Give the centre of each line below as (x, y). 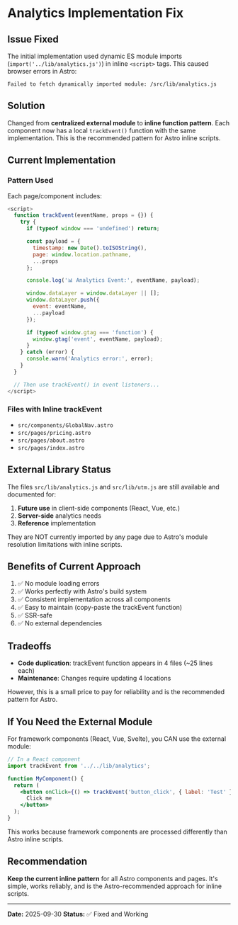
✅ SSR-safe (35, 615)
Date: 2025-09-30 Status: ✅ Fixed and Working (78, 914)
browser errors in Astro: (42, 71)
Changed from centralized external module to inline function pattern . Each (119, 123)
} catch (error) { (47, 352)
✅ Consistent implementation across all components (94, 599)
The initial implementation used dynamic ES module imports (95, 56)
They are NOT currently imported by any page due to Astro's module (108, 537)
